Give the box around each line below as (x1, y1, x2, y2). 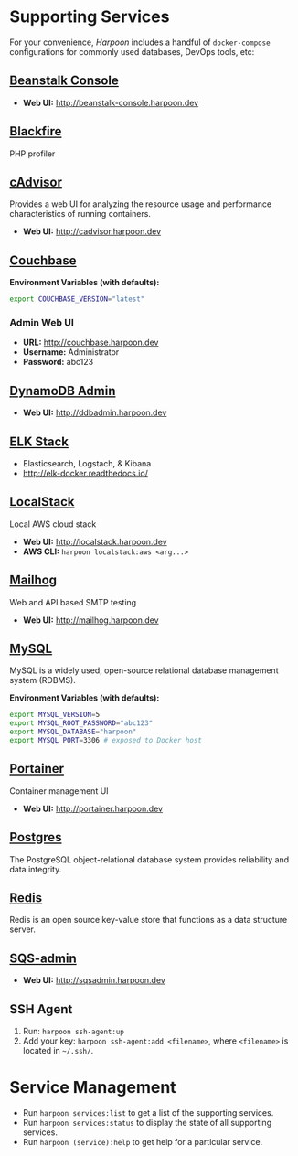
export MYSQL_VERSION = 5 (9, 711, 101, 720)
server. (9, 924, 37, 935)
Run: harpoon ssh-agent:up (22, 1025, 125, 1036)
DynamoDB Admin (9, 382, 116, 399)
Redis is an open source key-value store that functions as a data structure (9, 915, 288, 926)
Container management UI (9, 785, 109, 797)
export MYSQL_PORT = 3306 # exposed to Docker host (9, 736, 203, 745)
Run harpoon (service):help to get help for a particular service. (22, 1136, 263, 1147)
